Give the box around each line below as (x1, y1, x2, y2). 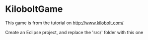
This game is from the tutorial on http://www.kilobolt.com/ (5, 20, 124, 26)
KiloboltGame (5, 3, 63, 15)
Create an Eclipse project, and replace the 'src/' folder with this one (5, 29, 144, 35)
